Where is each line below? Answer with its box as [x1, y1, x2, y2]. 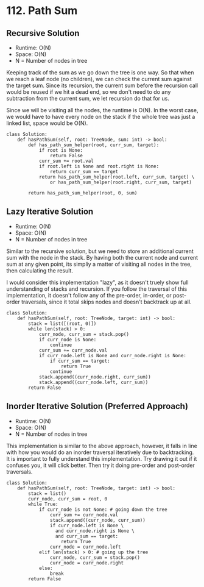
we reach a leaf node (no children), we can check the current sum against [6, 76, 192, 82]
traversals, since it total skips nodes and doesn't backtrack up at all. [21, 298, 192, 305]
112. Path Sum [6, 4, 78, 18]
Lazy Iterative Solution [6, 207, 94, 217]
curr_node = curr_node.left [49, 544, 121, 550]
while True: [28, 501, 59, 507]
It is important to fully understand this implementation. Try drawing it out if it [6, 455, 197, 462]
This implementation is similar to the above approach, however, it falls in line [6, 442, 198, 449]
